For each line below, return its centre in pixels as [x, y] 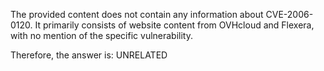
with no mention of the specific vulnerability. [101, 35]
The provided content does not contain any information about [137, 14]
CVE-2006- [289, 14]
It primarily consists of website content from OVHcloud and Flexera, [174, 25]
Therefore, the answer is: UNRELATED [89, 55]
